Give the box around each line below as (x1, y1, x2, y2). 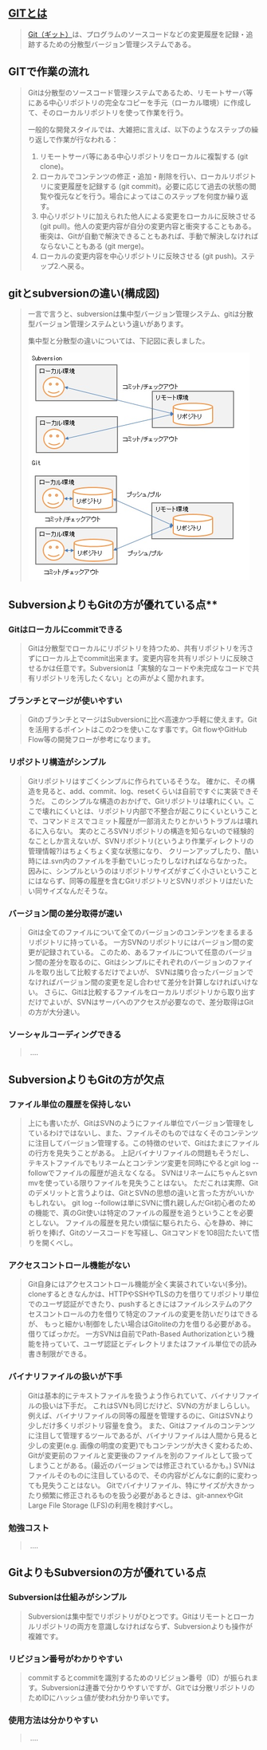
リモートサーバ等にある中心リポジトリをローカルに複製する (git (39, 151, 249, 161)
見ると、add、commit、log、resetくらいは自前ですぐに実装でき (41, 786, 253, 796)
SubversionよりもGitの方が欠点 (8, 1072, 165, 1086)
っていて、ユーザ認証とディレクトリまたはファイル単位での (49, 1339, 243, 1349)
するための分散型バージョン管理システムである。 (34, 39, 195, 49)
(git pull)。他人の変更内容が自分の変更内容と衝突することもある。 (39, 221, 256, 230)
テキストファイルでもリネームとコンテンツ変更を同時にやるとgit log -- (27, 1158, 259, 1167)
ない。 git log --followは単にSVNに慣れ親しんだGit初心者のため (49, 1198, 257, 1207)
